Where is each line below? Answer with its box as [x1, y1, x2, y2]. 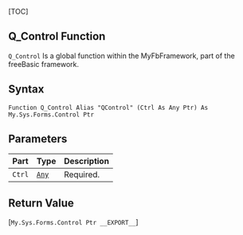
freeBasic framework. [8, 59, 80, 69]
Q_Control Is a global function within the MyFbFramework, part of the [8, 51, 235, 61]
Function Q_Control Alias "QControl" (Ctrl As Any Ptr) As [8, 104, 209, 112]
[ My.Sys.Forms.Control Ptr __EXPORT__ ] [8, 217, 139, 227]
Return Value [8, 196, 74, 210]
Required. [63, 169, 100, 180]
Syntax [8, 83, 45, 96]
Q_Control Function [8, 29, 106, 43]
